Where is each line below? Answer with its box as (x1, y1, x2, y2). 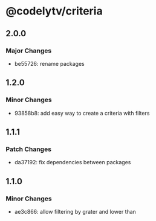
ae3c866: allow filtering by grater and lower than (14, 208, 137, 215)
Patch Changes (5, 145, 52, 153)
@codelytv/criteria (5, 4, 103, 18)
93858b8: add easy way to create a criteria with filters (14, 109, 150, 117)
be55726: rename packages (14, 60, 85, 67)
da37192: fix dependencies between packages (14, 159, 131, 166)
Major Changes (5, 46, 52, 55)
